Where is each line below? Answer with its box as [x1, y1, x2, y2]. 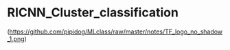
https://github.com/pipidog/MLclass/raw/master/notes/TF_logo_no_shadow [9, 27, 223, 36]
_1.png [7, 34, 25, 42]
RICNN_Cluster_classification [7, 5, 179, 21]
